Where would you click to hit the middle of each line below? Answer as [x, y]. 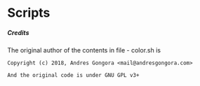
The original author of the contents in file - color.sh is [84, 50]
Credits [18, 32]
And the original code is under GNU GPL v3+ [73, 76]
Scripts [29, 13]
